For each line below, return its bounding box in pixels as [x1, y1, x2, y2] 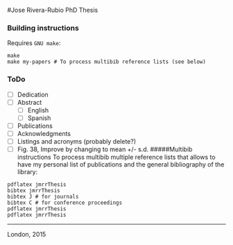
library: [17, 168, 38, 176]
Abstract [17, 98, 42, 106]
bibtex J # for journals [7, 194, 79, 201]
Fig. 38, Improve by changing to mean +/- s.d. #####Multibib [17, 145, 193, 153]
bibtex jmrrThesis [7, 187, 60, 194]
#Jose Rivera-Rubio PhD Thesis [7, 6, 98, 14]
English [27, 105, 49, 114]
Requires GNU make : [7, 39, 61, 47]
